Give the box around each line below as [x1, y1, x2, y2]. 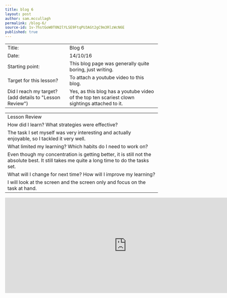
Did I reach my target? [7, 88, 58, 94]
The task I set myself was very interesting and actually [7, 129, 131, 136]
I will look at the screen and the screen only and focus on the [7, 179, 146, 186]
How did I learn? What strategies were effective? [7, 122, 118, 128]
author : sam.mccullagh [5, 16, 51, 21]
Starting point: [7, 63, 40, 70]
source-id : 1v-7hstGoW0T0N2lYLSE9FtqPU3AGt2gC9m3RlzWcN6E [5, 25, 125, 30]
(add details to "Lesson [7, 94, 61, 101]
